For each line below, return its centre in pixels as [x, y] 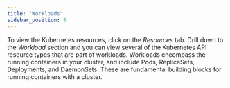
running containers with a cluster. [55, 76]
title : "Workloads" [35, 14]
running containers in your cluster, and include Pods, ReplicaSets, [101, 62]
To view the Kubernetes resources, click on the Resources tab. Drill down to [115, 39]
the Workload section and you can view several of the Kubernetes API [107, 47]
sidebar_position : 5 [37, 20]
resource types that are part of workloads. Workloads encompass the [106, 54]
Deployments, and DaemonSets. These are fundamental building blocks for [114, 69]
